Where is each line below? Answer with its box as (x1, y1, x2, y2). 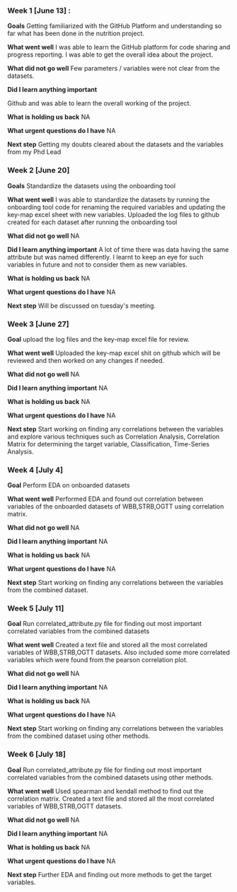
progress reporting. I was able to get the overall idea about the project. (7, 50, 214, 59)
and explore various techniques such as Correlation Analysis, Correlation (7, 432, 220, 441)
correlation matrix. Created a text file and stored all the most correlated (7, 794, 214, 803)
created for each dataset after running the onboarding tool (7, 218, 178, 226)
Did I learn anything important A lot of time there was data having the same (7, 245, 229, 253)
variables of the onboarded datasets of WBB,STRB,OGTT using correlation (7, 502, 224, 511)
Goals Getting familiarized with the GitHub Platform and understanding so (7, 22, 222, 30)
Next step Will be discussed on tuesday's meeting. (7, 301, 156, 310)
